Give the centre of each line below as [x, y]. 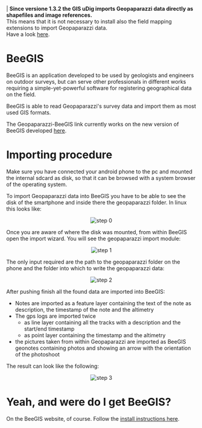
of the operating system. [37, 184]
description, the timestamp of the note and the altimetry [84, 309]
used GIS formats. [29, 112]
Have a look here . [28, 34]
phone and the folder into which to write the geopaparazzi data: [85, 268]
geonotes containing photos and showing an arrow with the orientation [103, 348]
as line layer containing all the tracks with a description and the [102, 322]
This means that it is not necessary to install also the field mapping [89, 21]
